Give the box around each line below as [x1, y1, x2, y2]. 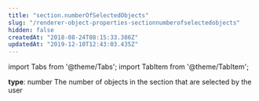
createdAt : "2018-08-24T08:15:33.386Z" [8, 33, 139, 41]
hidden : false [8, 26, 55, 34]
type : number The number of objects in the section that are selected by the [8, 78, 252, 87]
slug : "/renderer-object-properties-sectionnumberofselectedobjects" [8, 19, 241, 27]
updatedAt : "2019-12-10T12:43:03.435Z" [8, 41, 139, 49]
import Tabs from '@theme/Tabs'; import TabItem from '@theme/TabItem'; [8, 62, 250, 71]
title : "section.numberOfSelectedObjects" [8, 11, 149, 20]
